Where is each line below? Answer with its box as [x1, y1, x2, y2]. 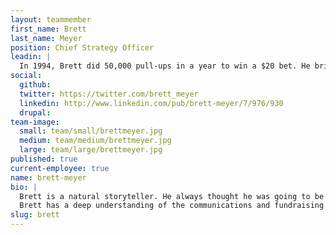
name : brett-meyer [10, 172, 87, 183]
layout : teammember [10, 14, 92, 25]
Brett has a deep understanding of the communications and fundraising [19, 201, 325, 211]
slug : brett [10, 210, 60, 220]
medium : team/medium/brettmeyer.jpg [19, 136, 172, 146]
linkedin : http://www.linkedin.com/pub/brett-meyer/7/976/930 [19, 98, 284, 108]
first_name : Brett [10, 24, 87, 34]
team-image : [10, 117, 60, 127]
